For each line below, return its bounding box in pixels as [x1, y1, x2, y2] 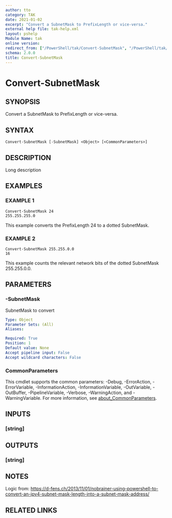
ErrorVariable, [5, 384, 35, 390]
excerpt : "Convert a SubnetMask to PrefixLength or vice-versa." [5, 21, 147, 27]
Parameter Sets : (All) [5, 322, 54, 327]
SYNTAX [5, 126, 34, 135]
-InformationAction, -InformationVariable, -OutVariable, [35, 384, 152, 390]
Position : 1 [5, 341, 31, 346]
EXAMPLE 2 [5, 235, 36, 242]
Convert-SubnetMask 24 [5, 208, 54, 214]
